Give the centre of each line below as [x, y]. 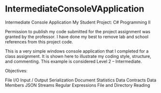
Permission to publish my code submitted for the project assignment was [78, 31]
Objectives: [16, 70]
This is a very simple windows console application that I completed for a [77, 51]
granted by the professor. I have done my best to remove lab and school [77, 37]
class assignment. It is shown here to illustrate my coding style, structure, [78, 56]
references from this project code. [39, 41]
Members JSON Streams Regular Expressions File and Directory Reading [78, 85]
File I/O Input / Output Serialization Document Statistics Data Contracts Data [81, 80]
